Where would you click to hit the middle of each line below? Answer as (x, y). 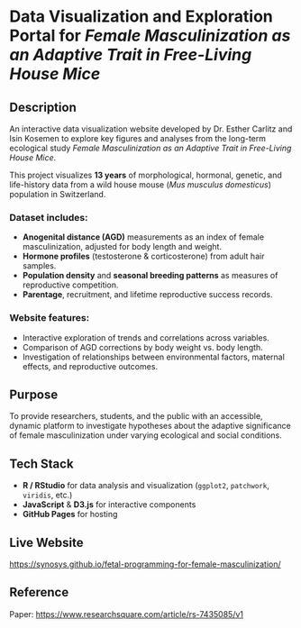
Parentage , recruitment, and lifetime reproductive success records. (147, 295)
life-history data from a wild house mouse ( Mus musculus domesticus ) (141, 185)
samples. (39, 266)
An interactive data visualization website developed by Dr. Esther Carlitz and (151, 129)
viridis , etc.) (47, 495)
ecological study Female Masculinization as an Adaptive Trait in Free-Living (150, 148)
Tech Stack (41, 464)
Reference (39, 592)
